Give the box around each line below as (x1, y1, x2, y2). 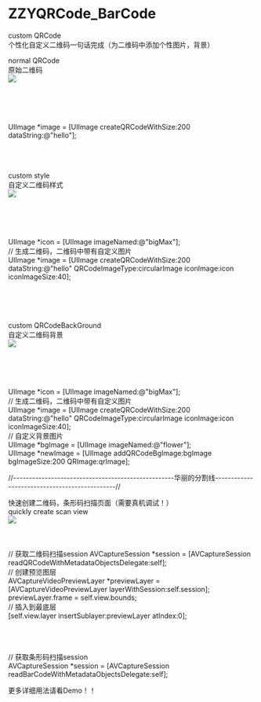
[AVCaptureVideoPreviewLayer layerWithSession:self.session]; (8, 584, 210, 594)
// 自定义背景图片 (8, 431, 64, 440)
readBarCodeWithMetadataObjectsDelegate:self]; (8, 669, 169, 678)
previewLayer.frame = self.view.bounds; (8, 593, 137, 602)
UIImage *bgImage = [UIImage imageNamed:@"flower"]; (8, 439, 192, 449)
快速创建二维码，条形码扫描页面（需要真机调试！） (8, 498, 173, 507)
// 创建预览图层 (8, 567, 57, 576)
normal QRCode (8, 56, 60, 65)
